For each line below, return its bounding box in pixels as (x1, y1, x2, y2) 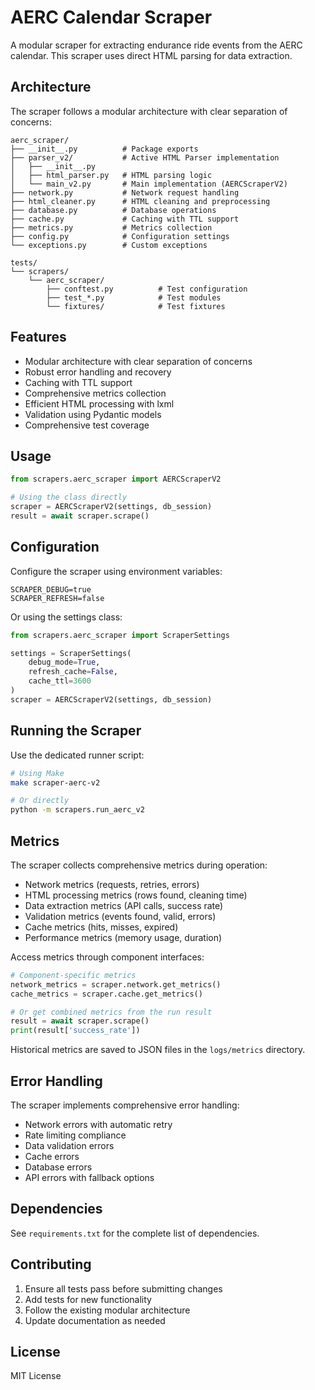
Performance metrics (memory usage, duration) (24, 931, 223, 943)
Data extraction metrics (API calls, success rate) (24, 899, 224, 911)
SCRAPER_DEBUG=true (10, 584, 92, 595)
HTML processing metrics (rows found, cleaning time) (24, 889, 248, 901)
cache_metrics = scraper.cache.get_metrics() (10, 989, 203, 999)
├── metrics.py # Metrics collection (10, 222, 213, 233)
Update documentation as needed (24, 1314, 166, 1326)
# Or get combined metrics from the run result (10, 1007, 213, 1017)
